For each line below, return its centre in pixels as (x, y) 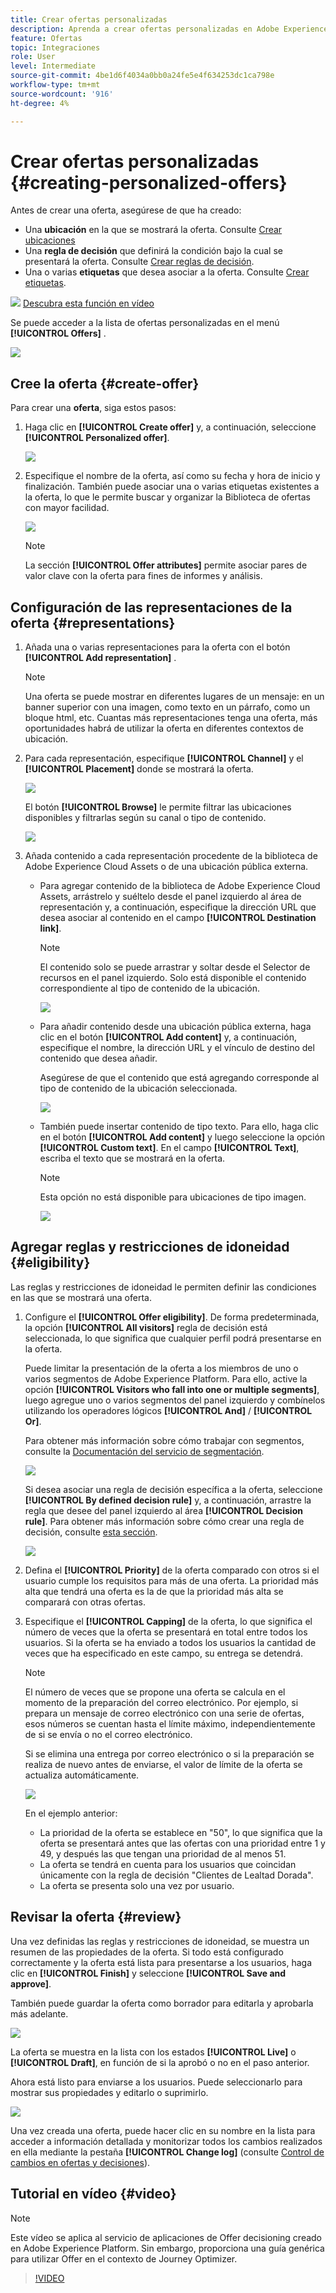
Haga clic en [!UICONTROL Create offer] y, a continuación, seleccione (170, 427)
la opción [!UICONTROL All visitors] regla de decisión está (146, 1327)
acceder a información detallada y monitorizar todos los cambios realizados (166, 2141)
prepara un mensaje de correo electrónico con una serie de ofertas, (164, 1713)
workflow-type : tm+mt (55, 85)
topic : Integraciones (55, 47)
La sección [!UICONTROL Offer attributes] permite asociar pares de (166, 565)
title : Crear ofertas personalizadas (89, 19)
